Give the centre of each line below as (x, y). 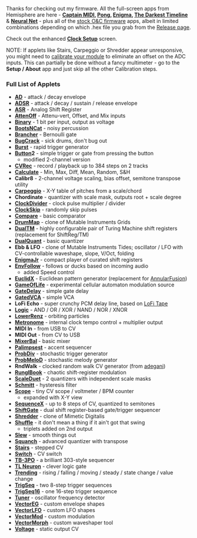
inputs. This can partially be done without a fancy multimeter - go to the (93, 62)
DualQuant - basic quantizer (49, 241)
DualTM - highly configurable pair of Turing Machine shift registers (96, 229)
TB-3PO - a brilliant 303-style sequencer (64, 460)
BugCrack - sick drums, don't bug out (61, 141)
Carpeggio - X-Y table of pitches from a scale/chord (78, 191)
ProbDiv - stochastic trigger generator (61, 354)
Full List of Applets (33, 84)
